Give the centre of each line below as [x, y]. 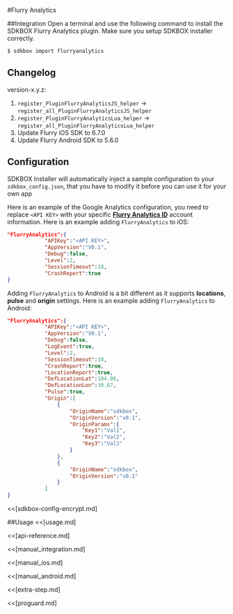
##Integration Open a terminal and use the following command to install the [115, 23]
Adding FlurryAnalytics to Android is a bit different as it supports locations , [116, 293]
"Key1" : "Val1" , [104, 431]
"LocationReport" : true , [79, 372]
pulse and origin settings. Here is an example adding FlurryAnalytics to [111, 300]
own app [20, 194]
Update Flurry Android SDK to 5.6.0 [68, 140]
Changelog [32, 73]
